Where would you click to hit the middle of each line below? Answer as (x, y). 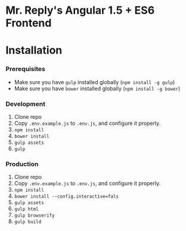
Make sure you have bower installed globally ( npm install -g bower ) (97, 88)
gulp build (28, 222)
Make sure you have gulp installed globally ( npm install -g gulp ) (94, 82)
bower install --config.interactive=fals (66, 197)
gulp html (27, 210)
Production (22, 164)
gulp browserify (34, 215)
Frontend (29, 23)
